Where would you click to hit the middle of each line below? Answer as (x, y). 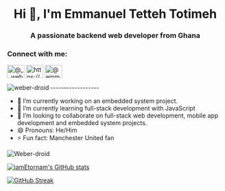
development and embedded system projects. (82, 123)
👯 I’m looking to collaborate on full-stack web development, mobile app (118, 115)
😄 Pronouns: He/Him (47, 131)
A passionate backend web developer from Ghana (115, 36)
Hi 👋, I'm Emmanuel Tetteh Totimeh (115, 14)
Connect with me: (37, 54)
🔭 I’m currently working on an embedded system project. (97, 101)
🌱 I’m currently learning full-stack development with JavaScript (106, 109)
